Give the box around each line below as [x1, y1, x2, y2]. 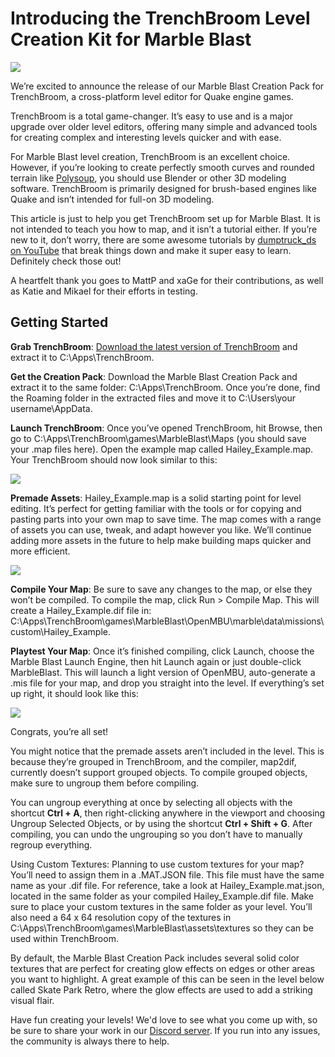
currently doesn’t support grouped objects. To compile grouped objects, [10, 766, 308, 778]
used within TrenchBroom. [10, 932, 119, 944]
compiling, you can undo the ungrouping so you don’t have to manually [10, 828, 303, 840]
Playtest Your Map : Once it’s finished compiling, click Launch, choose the [10, 645, 315, 657]
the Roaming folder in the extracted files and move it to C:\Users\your [10, 392, 297, 404]
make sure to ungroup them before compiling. [10, 777, 200, 789]
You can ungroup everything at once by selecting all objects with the [10, 796, 293, 808]
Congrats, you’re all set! [10, 725, 109, 737]
